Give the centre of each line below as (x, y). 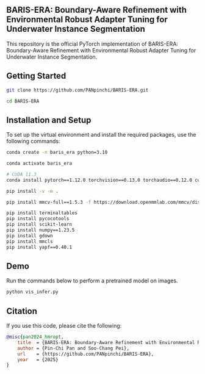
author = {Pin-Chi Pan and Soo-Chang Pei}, (74, 348)
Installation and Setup (49, 120)
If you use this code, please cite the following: (64, 326)
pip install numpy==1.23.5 (41, 230)
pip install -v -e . (33, 191)
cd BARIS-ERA (23, 101)
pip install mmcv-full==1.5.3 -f (49, 202)
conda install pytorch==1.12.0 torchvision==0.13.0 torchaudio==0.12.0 (99, 180)
